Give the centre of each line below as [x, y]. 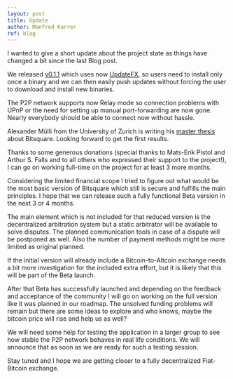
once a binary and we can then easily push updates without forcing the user [117, 82]
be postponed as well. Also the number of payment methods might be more [116, 239]
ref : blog [22, 33]
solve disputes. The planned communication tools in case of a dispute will [114, 232]
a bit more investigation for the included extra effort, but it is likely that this [114, 268]
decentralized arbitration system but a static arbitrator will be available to [113, 225]
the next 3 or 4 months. [41, 204]
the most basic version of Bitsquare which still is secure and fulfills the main [116, 188]
